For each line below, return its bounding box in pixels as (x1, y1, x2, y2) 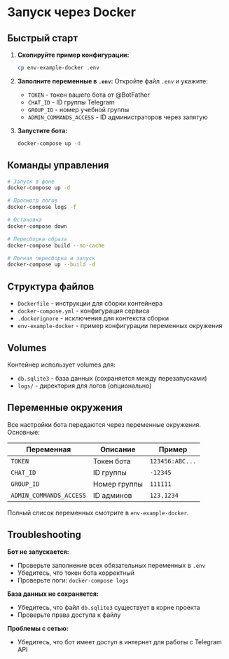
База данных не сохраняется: (7, 590, 99, 598)
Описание (100, 444, 136, 454)
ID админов (92, 490, 132, 500)
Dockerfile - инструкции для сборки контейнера (17, 299, 163, 308)
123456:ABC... (149, 457, 197, 465)
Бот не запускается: (7, 548, 70, 556)
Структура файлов (7, 280, 95, 292)
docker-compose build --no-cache (7, 242, 105, 249)
